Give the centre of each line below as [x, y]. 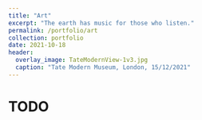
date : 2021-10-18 [37, 45]
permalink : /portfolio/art [53, 30]
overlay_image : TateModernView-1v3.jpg [82, 60]
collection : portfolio [46, 38]
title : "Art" [30, 15]
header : [21, 52]
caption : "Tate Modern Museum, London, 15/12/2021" [103, 68]
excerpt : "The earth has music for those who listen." [101, 23]
